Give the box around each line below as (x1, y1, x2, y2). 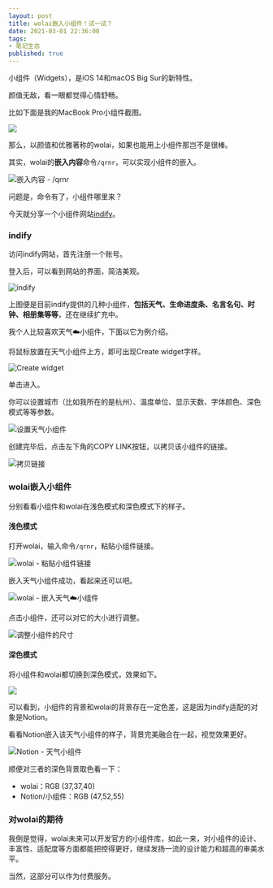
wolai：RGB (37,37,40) (19, 782, 96, 791)
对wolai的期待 (8, 813, 63, 825)
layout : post (8, 11, 53, 20)
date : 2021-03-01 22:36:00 (8, 27, 100, 35)
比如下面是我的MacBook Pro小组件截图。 (8, 107, 146, 117)
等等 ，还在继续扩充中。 (43, 310, 123, 319)
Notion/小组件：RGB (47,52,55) (19, 791, 124, 801)
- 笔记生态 (8, 42, 41, 50)
